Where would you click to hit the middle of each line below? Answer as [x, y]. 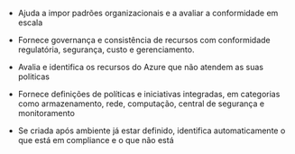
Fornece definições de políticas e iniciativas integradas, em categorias [149, 94]
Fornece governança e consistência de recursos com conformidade [144, 40]
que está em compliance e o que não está [96, 140]
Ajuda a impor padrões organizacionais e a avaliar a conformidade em [148, 13]
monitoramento [46, 113]
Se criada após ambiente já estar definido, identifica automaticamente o [152, 131]
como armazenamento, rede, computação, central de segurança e [141, 104]
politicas [33, 77]
